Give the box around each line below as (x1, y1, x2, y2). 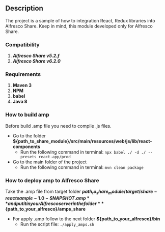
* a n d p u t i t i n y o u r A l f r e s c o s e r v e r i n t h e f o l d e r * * (5, 200, 104, 207)
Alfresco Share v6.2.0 (12, 58, 61, 64)
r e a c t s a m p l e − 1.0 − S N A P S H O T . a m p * (5, 195, 90, 201)
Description (5, 4, 43, 13)
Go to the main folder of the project (12, 159, 87, 165)
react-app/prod (38, 154, 71, 159)
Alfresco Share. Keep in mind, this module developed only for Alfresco (5, 23, 153, 29)
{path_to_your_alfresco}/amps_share (5, 206, 86, 212)
